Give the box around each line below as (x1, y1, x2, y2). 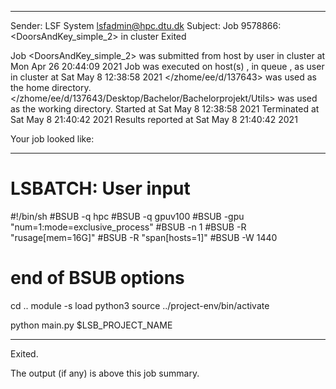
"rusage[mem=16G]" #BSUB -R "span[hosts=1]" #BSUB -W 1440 (10, 231, 278, 243)
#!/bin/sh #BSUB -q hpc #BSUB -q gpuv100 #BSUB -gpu (10, 210, 245, 222)
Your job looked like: (10, 133, 95, 145)
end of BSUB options (10, 267, 185, 290)
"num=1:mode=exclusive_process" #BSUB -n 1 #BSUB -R (10, 221, 247, 233)
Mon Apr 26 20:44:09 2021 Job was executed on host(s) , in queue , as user (10, 61, 325, 72)
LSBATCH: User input (10, 177, 191, 200)
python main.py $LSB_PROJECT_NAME (10, 319, 173, 331)
